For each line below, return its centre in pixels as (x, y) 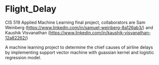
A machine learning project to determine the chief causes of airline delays (79, 47)
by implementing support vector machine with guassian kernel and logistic (79, 52)
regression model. (23, 57)
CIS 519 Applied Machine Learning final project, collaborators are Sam (75, 22)
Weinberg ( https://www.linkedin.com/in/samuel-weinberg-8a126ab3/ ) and (79, 27)
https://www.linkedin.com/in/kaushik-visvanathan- (100, 32)
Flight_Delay (31, 9)
